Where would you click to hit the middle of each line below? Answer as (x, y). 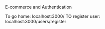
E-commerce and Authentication (39, 7)
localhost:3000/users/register (36, 22)
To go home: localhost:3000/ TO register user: (53, 16)
